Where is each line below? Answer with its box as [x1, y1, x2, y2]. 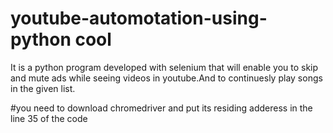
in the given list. [10, 82, 76, 94]
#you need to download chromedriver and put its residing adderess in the [10, 102, 313, 114]
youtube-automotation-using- [10, 7, 268, 30]
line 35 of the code [10, 112, 88, 124]
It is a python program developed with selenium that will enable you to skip [10, 61, 319, 73]
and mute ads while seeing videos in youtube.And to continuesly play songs [10, 72, 323, 84]
